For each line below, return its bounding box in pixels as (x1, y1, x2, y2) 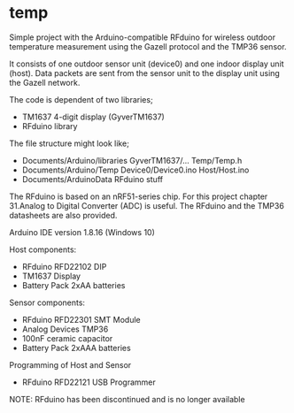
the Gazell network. (9, 77, 81, 88)
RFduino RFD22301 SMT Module (21, 314, 141, 325)
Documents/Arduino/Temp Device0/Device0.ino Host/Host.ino (21, 164, 250, 175)
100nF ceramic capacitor (21, 333, 113, 343)
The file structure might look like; (9, 138, 130, 149)
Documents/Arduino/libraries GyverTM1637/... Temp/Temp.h (21, 155, 243, 165)
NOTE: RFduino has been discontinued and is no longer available (9, 394, 245, 404)
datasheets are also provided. (9, 210, 118, 220)
